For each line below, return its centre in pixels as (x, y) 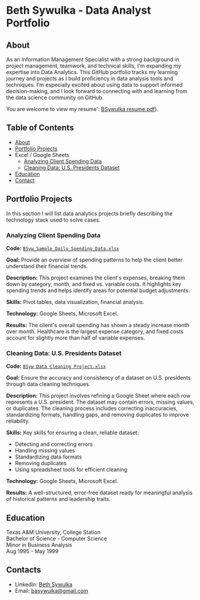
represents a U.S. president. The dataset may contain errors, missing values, (100, 402)
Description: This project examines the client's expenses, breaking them (96, 278)
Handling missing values (45, 451)
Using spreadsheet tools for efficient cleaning (71, 470)
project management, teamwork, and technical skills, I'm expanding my (94, 66)
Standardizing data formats (48, 457)
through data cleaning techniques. (48, 384)
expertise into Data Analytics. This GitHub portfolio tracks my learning (92, 72)
